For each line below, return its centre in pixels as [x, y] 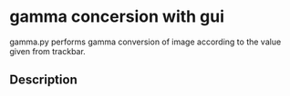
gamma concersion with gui [117, 17]
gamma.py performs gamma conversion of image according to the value [145, 42]
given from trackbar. [48, 51]
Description [43, 80]
